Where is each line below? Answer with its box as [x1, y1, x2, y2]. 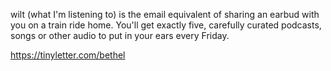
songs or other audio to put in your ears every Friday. [10, 30, 230, 41]
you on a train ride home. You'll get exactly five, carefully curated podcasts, [10, 19, 322, 31]
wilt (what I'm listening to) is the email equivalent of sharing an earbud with [10, 9, 320, 20]
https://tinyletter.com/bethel [10, 49, 126, 61]
